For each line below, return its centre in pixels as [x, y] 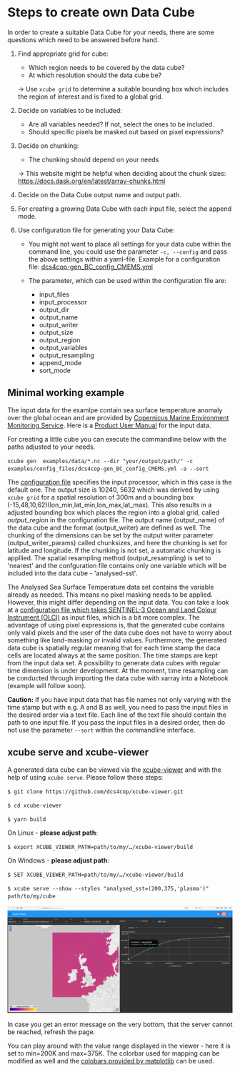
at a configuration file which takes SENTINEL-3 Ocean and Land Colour [112, 610]
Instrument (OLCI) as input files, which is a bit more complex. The [104, 617]
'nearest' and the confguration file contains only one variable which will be [117, 565]
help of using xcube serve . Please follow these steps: [85, 777]
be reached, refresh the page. [51, 1032]
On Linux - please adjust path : [53, 833]
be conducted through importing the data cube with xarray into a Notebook [118, 678]
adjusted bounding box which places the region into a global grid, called [114, 512]
